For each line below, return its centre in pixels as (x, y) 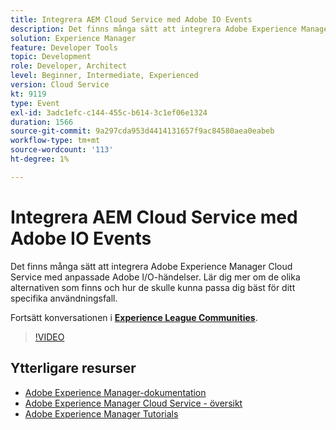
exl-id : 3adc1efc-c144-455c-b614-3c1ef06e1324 (109, 112)
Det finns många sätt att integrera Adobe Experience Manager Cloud (151, 266)
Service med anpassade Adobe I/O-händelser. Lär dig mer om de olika (155, 277)
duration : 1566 (42, 122)
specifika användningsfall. (64, 298)
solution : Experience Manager (73, 38)
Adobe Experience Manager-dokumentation (115, 392)
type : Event (35, 103)
